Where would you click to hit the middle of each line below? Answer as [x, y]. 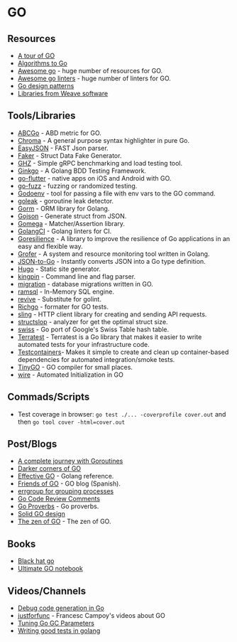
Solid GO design [41, 514]
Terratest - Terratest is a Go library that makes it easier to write [110, 337]
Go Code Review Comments [59, 499]
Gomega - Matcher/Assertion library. [71, 223]
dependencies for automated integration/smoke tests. [96, 359]
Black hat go [36, 561]
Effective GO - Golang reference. [66, 476]
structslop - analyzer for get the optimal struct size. [93, 321]
